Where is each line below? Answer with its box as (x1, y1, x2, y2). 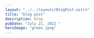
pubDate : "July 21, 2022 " (5, 21, 61, 26)
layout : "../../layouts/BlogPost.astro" (5, 7, 90, 12)
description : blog (5, 16, 43, 21)
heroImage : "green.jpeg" (5, 26, 56, 31)
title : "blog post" (5, 12, 46, 17)
